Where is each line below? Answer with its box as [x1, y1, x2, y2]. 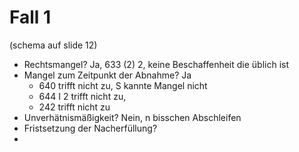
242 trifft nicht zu [38, 101, 111, 113]
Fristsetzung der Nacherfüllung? [23, 122, 158, 134]
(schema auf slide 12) [9, 39, 98, 51]
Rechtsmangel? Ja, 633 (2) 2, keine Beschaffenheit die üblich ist [23, 58, 290, 70]
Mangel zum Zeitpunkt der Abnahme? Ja [23, 69, 192, 81]
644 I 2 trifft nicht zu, [38, 90, 127, 102]
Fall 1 [9, 6, 52, 29]
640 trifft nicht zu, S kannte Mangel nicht [38, 79, 208, 91]
